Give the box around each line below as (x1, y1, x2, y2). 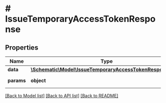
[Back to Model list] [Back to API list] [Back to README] (5, 93, 119, 99)
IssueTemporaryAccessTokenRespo (5, 13, 156, 25)
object (30, 77, 46, 84)
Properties (5, 43, 39, 51)
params (7, 77, 26, 84)
